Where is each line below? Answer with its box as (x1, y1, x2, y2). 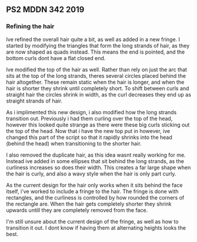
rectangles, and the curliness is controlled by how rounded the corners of (6, 194, 185, 201)
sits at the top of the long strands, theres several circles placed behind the (6, 72, 186, 79)
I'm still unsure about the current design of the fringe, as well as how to (6, 218, 179, 225)
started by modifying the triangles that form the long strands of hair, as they (6, 42, 190, 49)
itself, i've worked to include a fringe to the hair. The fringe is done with (6, 188, 179, 195)
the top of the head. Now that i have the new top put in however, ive (6, 127, 171, 134)
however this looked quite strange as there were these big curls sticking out (6, 121, 190, 128)
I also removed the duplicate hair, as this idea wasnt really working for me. (6, 151, 186, 158)
